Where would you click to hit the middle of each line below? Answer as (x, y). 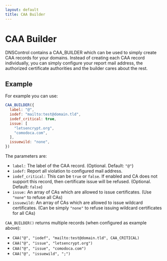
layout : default (22, 10)
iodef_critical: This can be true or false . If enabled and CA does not (85, 176)
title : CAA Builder (25, 14)
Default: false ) (28, 187)
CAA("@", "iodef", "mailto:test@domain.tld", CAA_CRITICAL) (76, 238)
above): (13, 228)
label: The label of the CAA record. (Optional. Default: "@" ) (73, 166)
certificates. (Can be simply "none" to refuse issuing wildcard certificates (87, 208)
